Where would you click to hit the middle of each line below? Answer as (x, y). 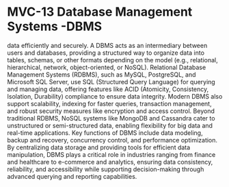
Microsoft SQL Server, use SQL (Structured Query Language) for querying (111, 82)
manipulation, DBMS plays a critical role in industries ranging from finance (111, 154)
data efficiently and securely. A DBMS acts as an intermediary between (107, 45)
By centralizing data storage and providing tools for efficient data (99, 147)
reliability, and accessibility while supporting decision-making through (106, 169)
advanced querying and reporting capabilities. (72, 176)
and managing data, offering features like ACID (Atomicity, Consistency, (108, 89)
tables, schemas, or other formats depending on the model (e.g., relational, (112, 60)
